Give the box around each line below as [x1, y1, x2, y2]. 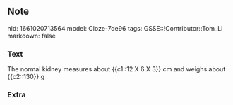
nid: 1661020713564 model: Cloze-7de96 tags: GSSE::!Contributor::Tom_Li [7, 24, 223, 32]
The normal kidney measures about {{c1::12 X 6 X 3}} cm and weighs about [7, 65, 226, 73]
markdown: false [7, 31, 56, 40]
